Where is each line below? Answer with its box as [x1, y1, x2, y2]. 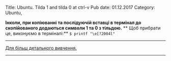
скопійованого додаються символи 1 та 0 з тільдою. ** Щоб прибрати [5, 25, 161, 31]
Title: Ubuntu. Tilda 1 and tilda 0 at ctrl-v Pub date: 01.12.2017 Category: [5, 5, 155, 10]
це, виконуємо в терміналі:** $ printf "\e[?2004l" [5, 30, 116, 36]
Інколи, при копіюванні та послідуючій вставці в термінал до [5, 20, 141, 25]
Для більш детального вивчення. [5, 45, 77, 51]
